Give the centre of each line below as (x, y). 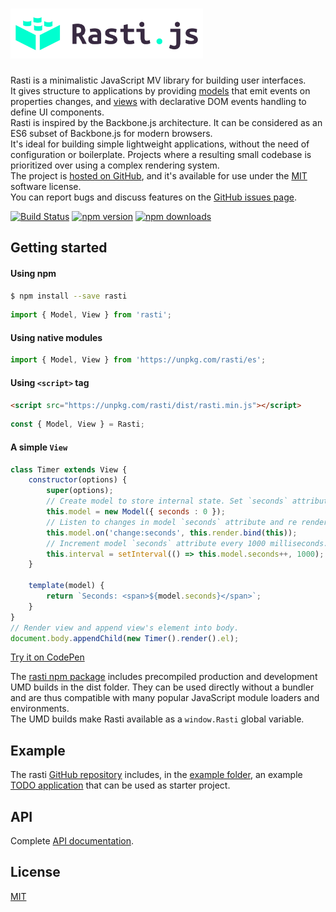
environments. (40, 709)
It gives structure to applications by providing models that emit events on (160, 90)
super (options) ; (80, 491)
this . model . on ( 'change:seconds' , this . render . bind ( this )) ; (172, 533)
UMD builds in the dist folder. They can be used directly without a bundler (162, 687)
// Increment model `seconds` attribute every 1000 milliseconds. (187, 543)
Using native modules (56, 337)
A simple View (39, 447)
